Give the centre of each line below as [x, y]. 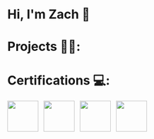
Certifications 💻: [59, 80]
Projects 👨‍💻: [44, 47]
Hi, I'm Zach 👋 [49, 14]
